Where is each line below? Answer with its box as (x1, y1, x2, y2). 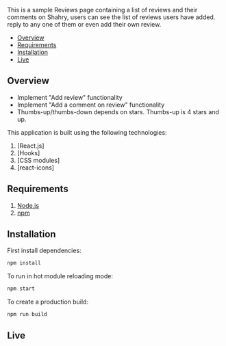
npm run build (7, 311, 48, 318)
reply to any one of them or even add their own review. (7, 21, 162, 28)
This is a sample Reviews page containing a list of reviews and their (7, 6, 198, 14)
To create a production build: (7, 297, 89, 306)
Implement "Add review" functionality (16, 93, 123, 101)
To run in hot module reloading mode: (7, 272, 113, 280)
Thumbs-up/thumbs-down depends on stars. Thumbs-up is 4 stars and (16, 107, 219, 116)
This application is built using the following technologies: (7, 128, 167, 136)
